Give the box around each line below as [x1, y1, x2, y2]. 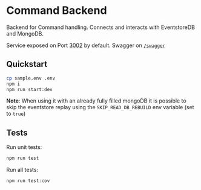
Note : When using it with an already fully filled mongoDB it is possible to [6, 97, 186, 104]
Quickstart [6, 59, 48, 69]
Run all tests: [6, 166, 38, 174]
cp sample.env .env [6, 75, 56, 81]
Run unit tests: [6, 144, 42, 151]
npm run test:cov [6, 178, 50, 184]
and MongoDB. [6, 30, 44, 37]
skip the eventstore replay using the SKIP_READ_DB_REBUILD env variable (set [6, 104, 194, 111]
